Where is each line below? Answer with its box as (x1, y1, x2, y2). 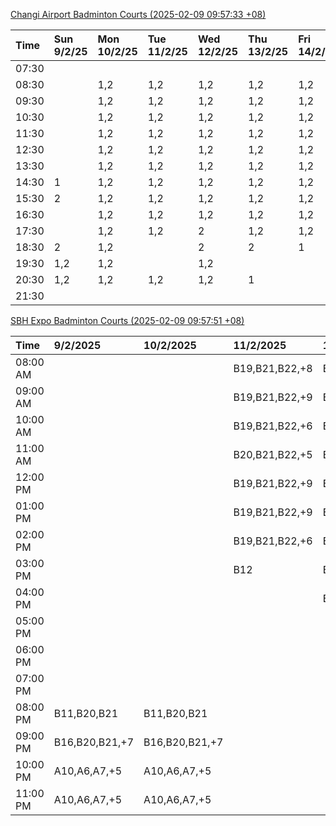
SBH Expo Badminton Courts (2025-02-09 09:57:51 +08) (10, 315, 245, 326)
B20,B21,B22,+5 (233, 448, 313, 461)
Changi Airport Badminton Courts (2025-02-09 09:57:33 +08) (10, 9, 267, 20)
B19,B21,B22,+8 (233, 362, 313, 375)
